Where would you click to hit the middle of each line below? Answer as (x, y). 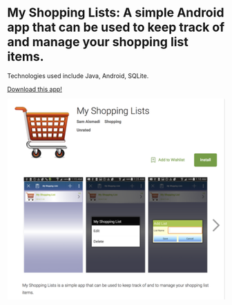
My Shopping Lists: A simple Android (116, 13)
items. (26, 57)
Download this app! (35, 89)
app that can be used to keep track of (116, 27)
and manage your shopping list (98, 42)
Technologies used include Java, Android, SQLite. (78, 76)
